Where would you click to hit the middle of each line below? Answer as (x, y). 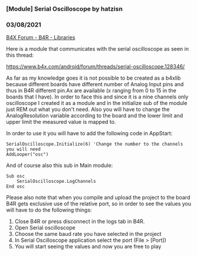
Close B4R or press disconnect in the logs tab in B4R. (80, 221)
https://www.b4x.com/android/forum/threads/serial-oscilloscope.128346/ (96, 67)
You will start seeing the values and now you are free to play (88, 247)
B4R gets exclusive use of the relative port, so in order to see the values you (99, 204)
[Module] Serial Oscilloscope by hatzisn (64, 9)
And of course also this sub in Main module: (60, 165)
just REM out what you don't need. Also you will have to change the (88, 109)
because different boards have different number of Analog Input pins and (95, 84)
